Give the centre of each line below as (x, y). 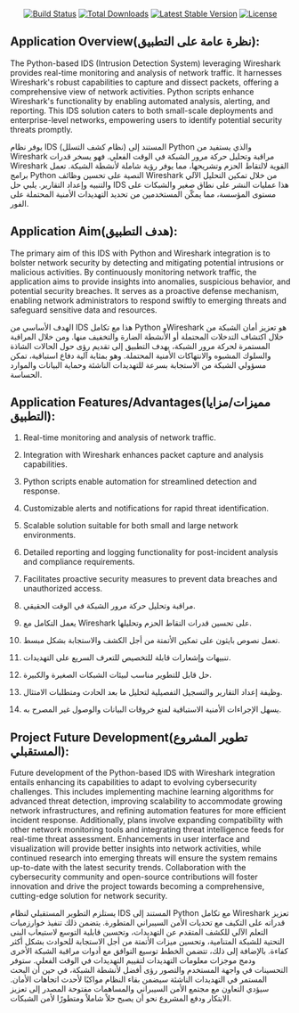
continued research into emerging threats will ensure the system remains (144, 858)
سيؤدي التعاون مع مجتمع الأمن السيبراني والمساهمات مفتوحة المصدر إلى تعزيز (140, 989)
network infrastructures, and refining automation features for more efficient (148, 811)
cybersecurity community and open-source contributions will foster (134, 877)
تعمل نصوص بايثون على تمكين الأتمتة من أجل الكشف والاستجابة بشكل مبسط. (152, 641)
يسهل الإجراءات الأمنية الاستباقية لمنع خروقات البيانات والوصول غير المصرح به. (152, 709)
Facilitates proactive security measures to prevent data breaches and (150, 579)
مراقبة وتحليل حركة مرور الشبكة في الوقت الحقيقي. (109, 606)
